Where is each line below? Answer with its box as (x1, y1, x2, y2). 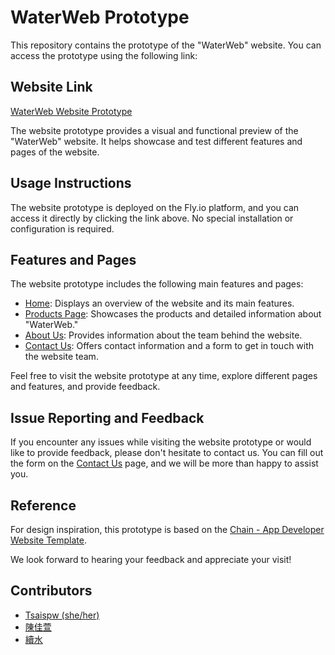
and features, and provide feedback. (10, 381, 161, 393)
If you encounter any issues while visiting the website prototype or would (10, 436, 312, 448)
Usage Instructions (10, 175, 132, 192)
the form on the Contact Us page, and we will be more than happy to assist (10, 457, 319, 470)
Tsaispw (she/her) (24, 609, 100, 621)
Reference (10, 497, 77, 514)
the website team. (24, 351, 99, 363)
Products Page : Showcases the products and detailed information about (24, 308, 322, 320)
